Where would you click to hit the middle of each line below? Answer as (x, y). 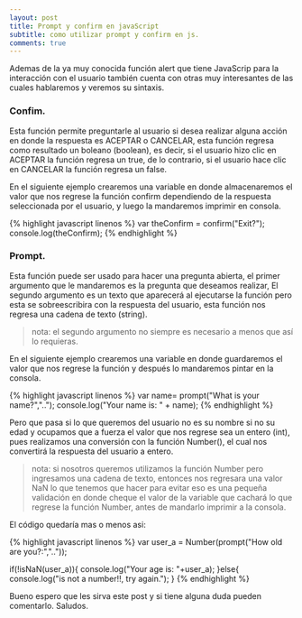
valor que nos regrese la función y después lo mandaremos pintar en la (142, 368)
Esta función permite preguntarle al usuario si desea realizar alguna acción (148, 131)
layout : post (34, 18)
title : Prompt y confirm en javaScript (84, 26)
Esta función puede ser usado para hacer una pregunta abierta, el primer (145, 275)
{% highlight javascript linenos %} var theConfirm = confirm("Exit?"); (137, 223)
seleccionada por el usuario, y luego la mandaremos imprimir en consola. (145, 206)
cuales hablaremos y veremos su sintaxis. (87, 88)
